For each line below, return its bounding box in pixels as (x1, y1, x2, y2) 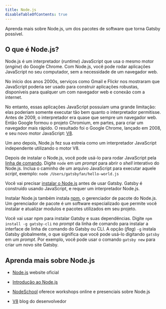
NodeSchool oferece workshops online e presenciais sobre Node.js (12, 289, 150, 295)
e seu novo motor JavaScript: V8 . (5, 130, 73, 137)
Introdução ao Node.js (12, 279, 58, 285)
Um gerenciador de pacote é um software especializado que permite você (5, 201, 157, 207)
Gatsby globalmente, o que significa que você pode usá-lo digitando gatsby (5, 232, 160, 237)
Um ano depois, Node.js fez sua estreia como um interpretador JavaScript (5, 140, 157, 146)
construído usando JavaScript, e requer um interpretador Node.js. (5, 186, 140, 192)
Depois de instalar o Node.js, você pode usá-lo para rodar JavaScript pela (5, 155, 157, 161)
